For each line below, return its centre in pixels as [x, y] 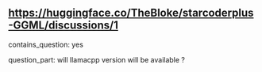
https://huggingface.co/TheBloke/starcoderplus [131, 13]
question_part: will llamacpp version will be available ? [96, 59]
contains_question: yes [46, 44]
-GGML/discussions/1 [64, 26]
